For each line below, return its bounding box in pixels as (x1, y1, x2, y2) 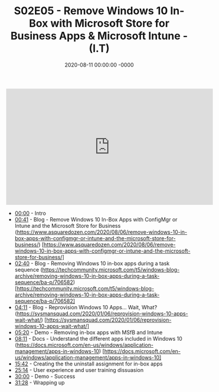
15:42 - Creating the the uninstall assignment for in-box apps (14, 360, 163, 367)
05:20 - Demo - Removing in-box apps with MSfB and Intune (14, 329, 163, 336)
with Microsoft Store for (50, 17, 170, 30)
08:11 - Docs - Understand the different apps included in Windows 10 (14, 335, 183, 342)
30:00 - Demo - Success (14, 373, 76, 380)
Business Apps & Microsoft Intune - (11, 30, 188, 43)
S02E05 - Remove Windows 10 (14, 4, 168, 18)
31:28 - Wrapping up (14, 379, 65, 386)
